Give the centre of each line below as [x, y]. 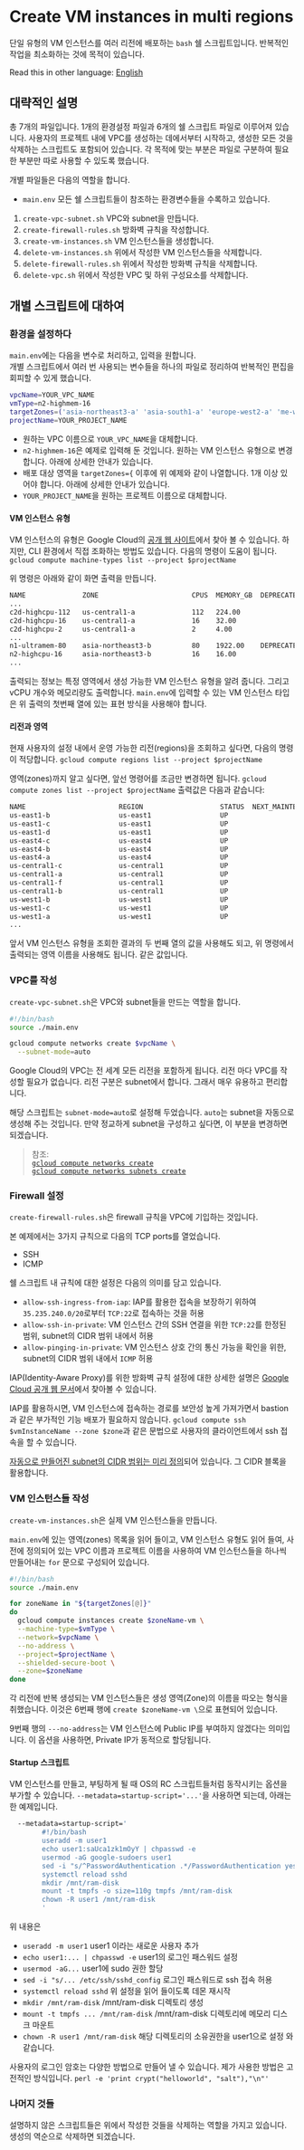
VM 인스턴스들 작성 [49, 1498]
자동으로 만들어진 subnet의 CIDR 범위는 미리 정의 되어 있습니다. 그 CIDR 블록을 [148, 1462]
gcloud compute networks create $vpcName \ [93, 1044]
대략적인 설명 [44, 103]
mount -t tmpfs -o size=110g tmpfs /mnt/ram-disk [137, 1891]
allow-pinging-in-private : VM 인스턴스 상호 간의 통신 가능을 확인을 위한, [154, 1347]
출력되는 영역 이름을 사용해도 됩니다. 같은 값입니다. [99, 955]
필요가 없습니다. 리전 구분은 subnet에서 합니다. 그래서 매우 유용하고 [145, 1082]
